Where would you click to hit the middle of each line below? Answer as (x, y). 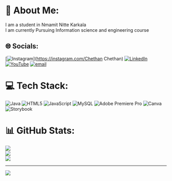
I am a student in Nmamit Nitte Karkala (46, 25)
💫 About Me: (32, 11)
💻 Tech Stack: (37, 85)
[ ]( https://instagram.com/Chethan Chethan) (64, 58)
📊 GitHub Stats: (40, 130)
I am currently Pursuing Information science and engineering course (77, 30)
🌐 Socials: (22, 46)
